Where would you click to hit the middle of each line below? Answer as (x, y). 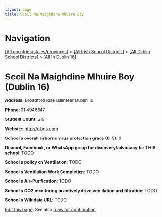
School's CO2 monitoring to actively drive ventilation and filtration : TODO (81, 191)
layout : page (18, 10)
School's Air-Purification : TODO (38, 181)
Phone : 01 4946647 (25, 110)
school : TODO (20, 153)
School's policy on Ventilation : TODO (43, 162)
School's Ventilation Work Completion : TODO (52, 172)
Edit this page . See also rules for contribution (51, 210)
